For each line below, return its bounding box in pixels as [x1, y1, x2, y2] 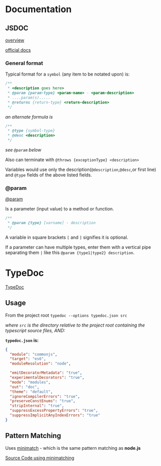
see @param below [5, 147, 41, 153]
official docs [5, 47, 31, 53]
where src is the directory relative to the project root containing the [5, 322, 145, 328]
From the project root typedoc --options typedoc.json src [5, 312, 128, 318]
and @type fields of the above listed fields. [5, 172, 92, 178]
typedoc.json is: [5, 337, 39, 343]
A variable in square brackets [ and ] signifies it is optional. [5, 234, 129, 240]
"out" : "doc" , [10, 384, 39, 389]
